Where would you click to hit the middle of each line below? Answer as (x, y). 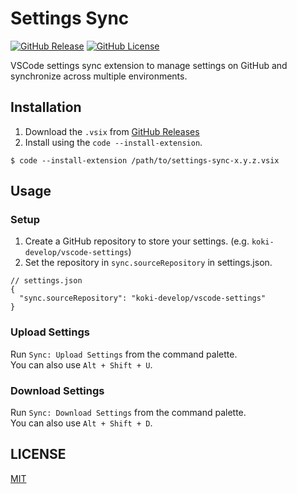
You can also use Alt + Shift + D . (81, 423)
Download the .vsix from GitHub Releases (112, 131)
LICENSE (38, 454)
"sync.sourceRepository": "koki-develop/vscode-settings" (143, 298)
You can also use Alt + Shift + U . (81, 364)
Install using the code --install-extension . (113, 142)
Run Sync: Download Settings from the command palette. (128, 413)
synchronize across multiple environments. (99, 76)
